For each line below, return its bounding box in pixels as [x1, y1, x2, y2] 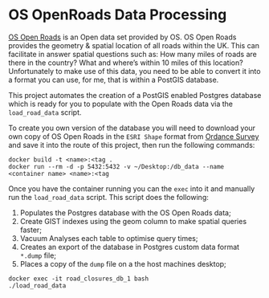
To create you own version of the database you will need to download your [8, 123, 255, 133]
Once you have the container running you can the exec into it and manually [8, 183, 255, 194]
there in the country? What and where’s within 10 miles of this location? [8, 58, 243, 67]
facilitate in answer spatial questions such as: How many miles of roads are [8, 49, 257, 59]
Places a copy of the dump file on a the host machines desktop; [19, 259, 226, 268]
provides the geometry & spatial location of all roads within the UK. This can [8, 40, 259, 50]
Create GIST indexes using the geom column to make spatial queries [19, 216, 247, 226]
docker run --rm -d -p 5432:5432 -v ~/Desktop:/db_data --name [8, 162, 225, 170]
